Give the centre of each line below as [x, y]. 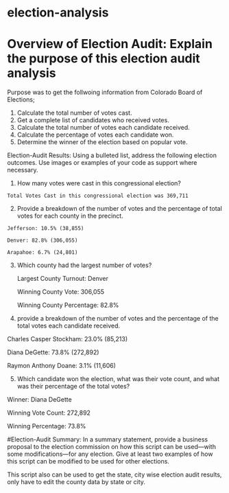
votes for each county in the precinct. [70, 216]
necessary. [23, 170]
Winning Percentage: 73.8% [47, 426]
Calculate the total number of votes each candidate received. [103, 128]
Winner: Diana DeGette [39, 400]
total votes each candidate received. [69, 326]
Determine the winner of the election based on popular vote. [102, 142]
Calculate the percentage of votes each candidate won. [95, 135]
